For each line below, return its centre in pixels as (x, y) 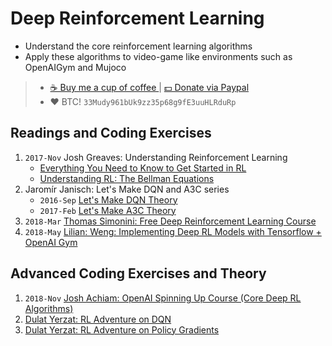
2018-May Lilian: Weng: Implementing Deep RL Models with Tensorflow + (173, 231)
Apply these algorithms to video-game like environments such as (158, 56)
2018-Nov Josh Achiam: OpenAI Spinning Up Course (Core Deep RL (163, 298)
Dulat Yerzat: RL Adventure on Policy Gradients (122, 329)
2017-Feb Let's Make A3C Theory (108, 210)
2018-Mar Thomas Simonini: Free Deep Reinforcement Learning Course (170, 221)
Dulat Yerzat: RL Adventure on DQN (98, 319)
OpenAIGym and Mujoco (75, 67)
